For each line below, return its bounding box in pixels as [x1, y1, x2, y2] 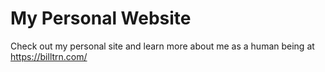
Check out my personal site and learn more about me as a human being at [10, 40, 315, 52]
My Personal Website [10, 7, 192, 30]
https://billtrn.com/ [10, 50, 88, 62]
